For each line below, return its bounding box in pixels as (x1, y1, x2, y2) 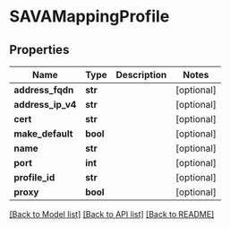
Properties (9, 42, 70, 57)
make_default (13, 127, 73, 140)
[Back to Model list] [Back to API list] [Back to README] (9, 209, 215, 219)
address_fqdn (13, 83, 74, 96)
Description (115, 69, 167, 81)
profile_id (13, 171, 55, 183)
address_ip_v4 (13, 99, 77, 110)
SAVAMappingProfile (9, 6, 170, 27)
